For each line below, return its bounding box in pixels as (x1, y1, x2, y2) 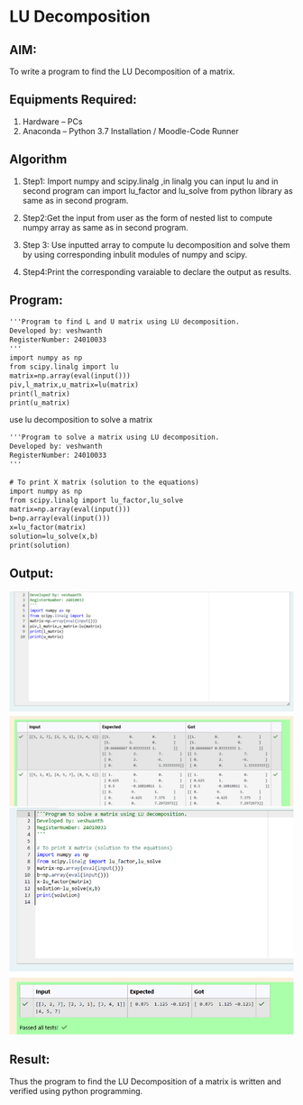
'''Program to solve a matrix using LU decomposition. (9, 433, 220, 443)
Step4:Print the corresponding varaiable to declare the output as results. (22, 266, 292, 277)
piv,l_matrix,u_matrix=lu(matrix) (9, 380, 140, 389)
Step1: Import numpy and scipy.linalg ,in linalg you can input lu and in (22, 176, 279, 187)
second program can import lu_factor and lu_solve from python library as (22, 185, 293, 196)
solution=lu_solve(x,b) (9, 532, 99, 542)
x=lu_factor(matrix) (9, 523, 87, 533)
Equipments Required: (9, 92, 137, 107)
